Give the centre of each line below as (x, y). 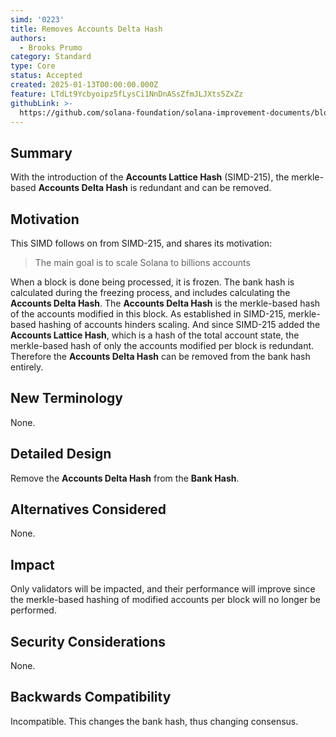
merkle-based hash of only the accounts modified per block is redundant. (162, 345)
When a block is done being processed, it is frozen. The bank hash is (152, 282)
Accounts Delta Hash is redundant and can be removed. (155, 188)
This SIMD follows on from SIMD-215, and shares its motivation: (141, 243)
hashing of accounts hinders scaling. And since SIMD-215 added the (179, 324)
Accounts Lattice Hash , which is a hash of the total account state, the (155, 335)
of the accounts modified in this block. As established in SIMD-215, (148, 314)
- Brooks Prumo (51, 47)
